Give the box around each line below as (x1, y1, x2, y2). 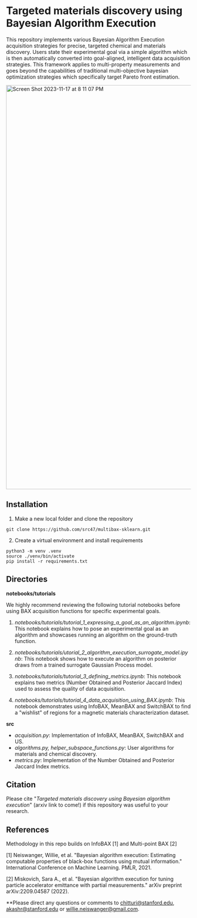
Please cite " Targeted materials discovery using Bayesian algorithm (6, 795, 171, 803)
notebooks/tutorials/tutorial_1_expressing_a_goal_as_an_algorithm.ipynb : (14, 618, 191, 625)
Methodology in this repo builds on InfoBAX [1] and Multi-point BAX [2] (6, 840, 177, 848)
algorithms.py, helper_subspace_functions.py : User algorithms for (14, 744, 175, 751)
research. (6, 808, 29, 815)
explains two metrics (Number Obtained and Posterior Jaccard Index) (14, 679, 183, 686)
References (6, 825, 49, 835)
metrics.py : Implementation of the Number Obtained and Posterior (14, 756, 175, 763)
